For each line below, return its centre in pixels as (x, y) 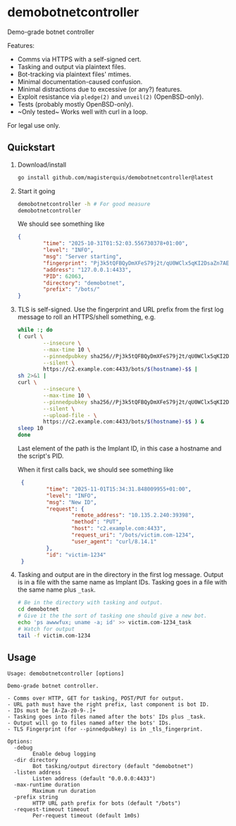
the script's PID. (41, 456)
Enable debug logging (64, 754)
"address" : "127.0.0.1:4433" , (87, 270)
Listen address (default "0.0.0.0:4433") (94, 779)
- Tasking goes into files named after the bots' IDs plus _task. (107, 717)
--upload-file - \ (70, 415)
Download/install (42, 164)
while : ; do (35, 330)
